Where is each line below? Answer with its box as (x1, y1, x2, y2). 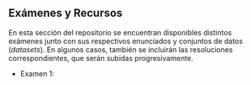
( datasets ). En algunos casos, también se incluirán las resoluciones (8, 44, 233, 55)
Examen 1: (19, 68, 55, 79)
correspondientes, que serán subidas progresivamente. (8, 53, 194, 63)
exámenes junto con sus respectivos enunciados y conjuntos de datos (8, 36, 243, 46)
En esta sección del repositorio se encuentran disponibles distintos (8, 27, 232, 37)
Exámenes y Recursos (8, 6, 123, 20)
